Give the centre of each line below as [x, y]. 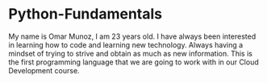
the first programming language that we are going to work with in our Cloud [134, 62]
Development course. [44, 70]
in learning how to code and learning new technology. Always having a [126, 44]
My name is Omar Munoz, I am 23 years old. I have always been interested [132, 36]
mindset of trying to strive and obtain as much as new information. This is [130, 53]
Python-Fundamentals [86, 14]
